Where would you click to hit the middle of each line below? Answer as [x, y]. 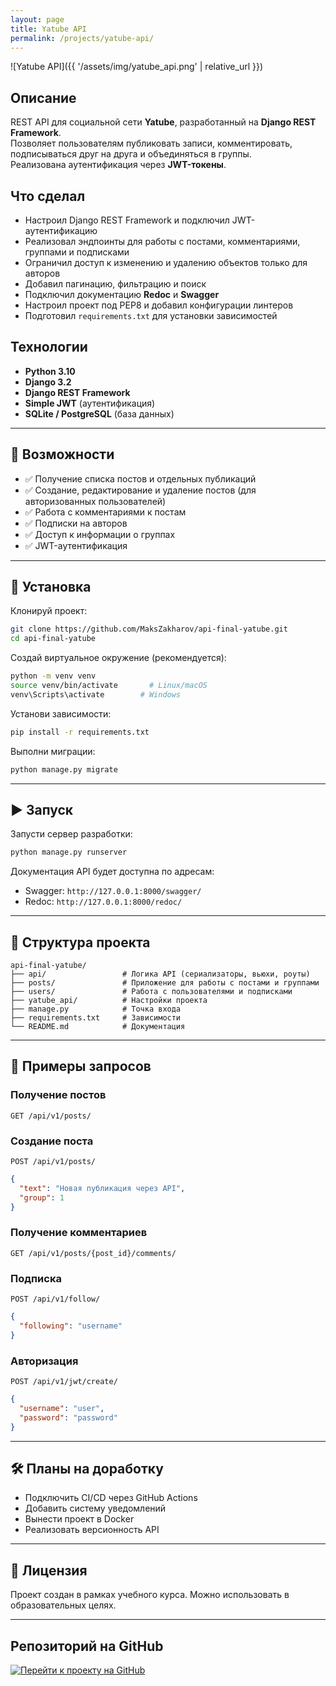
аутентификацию [61, 230]
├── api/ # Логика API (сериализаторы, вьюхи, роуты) [160, 974]
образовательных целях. [63, 1605]
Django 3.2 [48, 382]
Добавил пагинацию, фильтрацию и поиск [115, 284]
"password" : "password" [68, 1417]
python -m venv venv [53, 676]
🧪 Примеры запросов [81, 1066]
